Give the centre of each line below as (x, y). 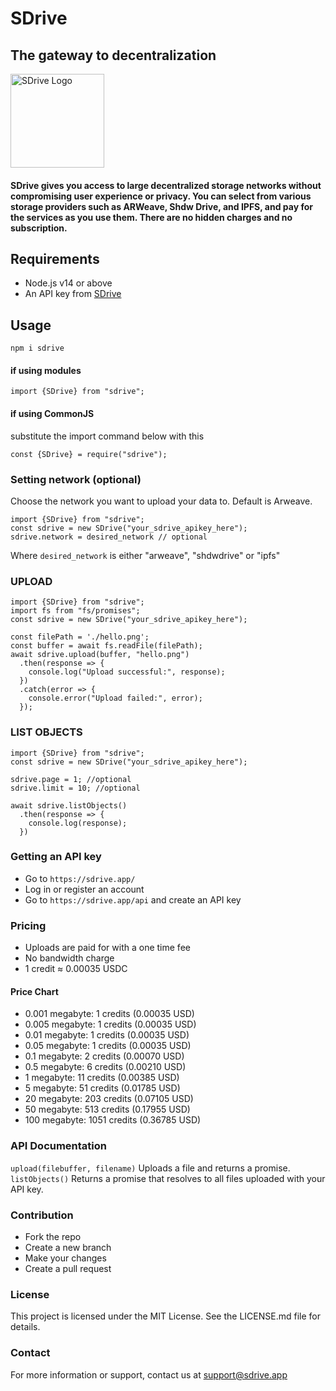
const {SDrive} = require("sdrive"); (89, 454)
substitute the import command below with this (107, 436)
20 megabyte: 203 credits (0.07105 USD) (109, 1099)
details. (25, 1327)
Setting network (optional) (76, 479)
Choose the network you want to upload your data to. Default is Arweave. (161, 501)
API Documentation (59, 1146)
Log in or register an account (84, 889)
